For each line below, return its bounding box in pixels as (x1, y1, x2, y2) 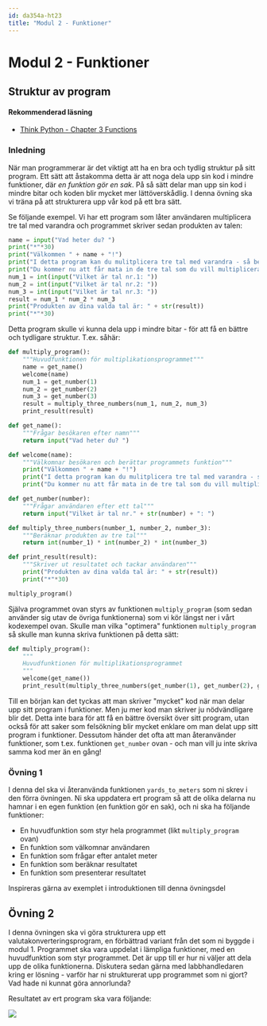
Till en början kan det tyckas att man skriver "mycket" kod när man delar (8, 696, 245, 705)
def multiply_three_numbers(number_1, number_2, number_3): (8, 524, 212, 532)
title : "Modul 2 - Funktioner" (8, 19, 112, 27)
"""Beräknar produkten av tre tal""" (22, 531, 148, 540)
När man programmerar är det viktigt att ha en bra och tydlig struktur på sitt (8, 162, 256, 172)
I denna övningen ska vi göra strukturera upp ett (8, 928, 166, 938)
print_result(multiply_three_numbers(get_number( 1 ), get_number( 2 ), (22, 682, 254, 690)
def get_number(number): (8, 495, 91, 503)
